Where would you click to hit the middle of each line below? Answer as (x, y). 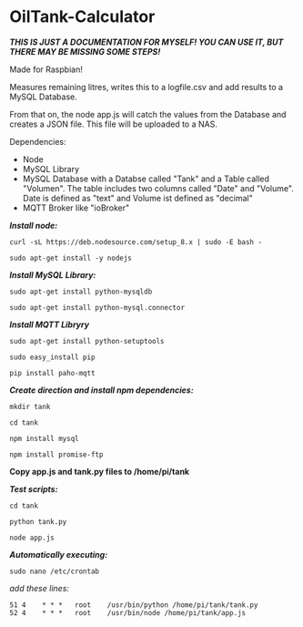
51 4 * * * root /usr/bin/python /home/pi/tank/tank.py (134, 605)
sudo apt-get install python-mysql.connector (97, 307)
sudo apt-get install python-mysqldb (81, 292)
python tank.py (38, 521)
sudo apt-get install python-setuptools (87, 341)
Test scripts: (34, 488)
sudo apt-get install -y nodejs (71, 258)
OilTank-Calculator (82, 17)
